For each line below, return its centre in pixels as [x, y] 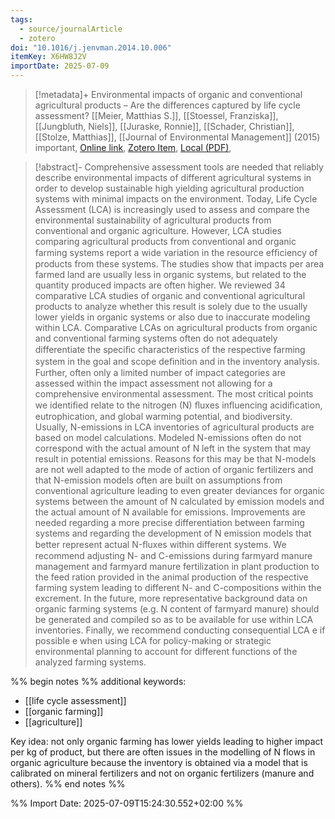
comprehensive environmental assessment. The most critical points [174, 394]
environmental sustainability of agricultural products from [153, 220]
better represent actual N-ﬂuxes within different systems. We [160, 544]
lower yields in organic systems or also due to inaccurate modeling [172, 317]
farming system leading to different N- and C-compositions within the [178, 587]
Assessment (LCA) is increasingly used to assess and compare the [172, 209]
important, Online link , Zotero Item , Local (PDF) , [133, 147]
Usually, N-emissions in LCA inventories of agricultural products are [174, 427]
